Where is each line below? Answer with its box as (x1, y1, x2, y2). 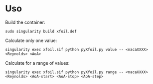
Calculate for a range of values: (5, 60, 70, 66)
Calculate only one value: (5, 38, 57, 43)
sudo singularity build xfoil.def (5, 29, 77, 34)
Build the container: (5, 19, 45, 25)
